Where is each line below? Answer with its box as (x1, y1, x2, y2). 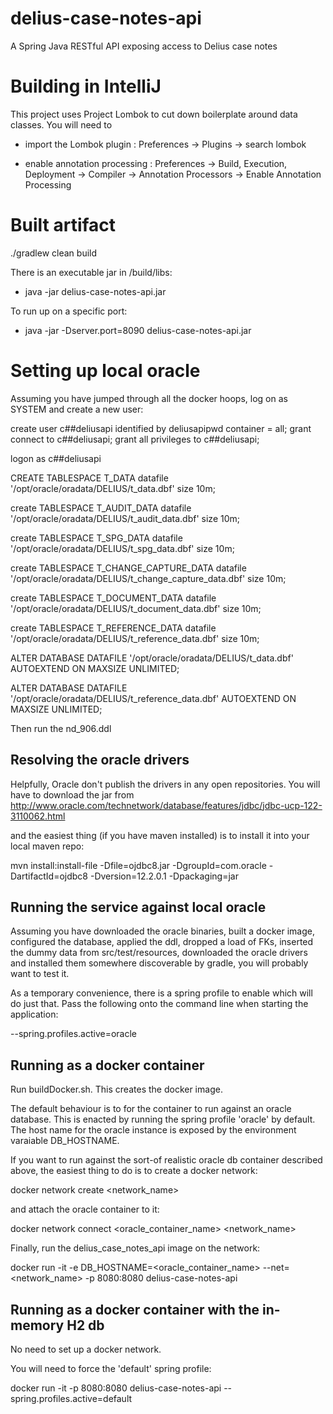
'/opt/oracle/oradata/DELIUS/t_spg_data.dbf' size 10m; (10, 542, 235, 554)
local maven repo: (10, 840, 85, 852)
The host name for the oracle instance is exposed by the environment (10, 1124, 297, 1136)
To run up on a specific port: (10, 305, 128, 317)
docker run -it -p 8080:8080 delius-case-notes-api (10, 1382, 222, 1394)
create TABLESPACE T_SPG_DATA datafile (10, 532, 183, 544)
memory (10, 1317, 65, 1334)
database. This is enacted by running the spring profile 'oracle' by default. (10, 1113, 316, 1126)
